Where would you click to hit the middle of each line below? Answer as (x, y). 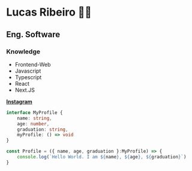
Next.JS (25, 90)
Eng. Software (33, 34)
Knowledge (23, 52)
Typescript (28, 77)
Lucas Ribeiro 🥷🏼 (49, 12)
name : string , (34, 118)
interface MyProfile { (34, 112)
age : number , (33, 124)
